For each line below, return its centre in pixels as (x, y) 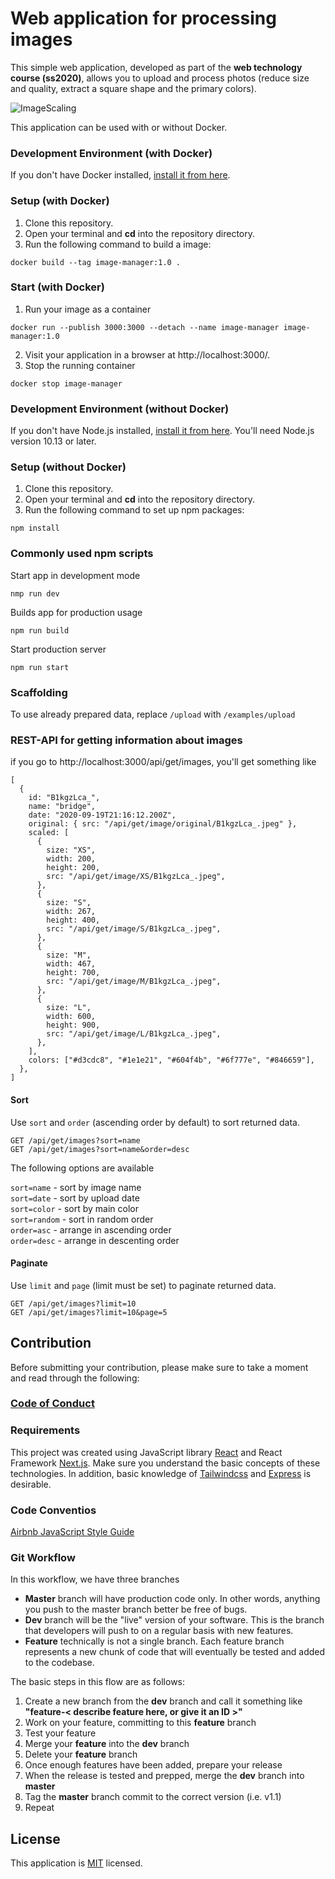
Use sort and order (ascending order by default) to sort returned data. (155, 1122)
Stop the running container (80, 365)
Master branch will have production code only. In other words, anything (172, 1599)
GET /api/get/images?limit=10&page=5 (89, 1312)
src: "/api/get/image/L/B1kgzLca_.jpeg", (134, 1034)
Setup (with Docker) (60, 201)
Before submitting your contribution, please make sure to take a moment (159, 1367)
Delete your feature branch (81, 1754)
